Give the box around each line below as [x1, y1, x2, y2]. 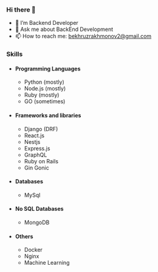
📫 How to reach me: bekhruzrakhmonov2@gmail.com [15, 33, 152, 40]
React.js [24, 132, 44, 139]
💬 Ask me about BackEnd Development [15, 25, 114, 33]
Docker [24, 246, 43, 254]
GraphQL [24, 151, 47, 158]
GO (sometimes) [24, 98, 66, 105]
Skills [6, 50, 23, 58]
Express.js [24, 144, 50, 152]
